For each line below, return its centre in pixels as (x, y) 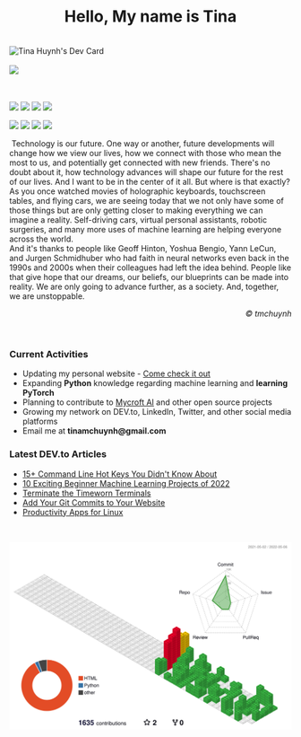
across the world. (42, 239)
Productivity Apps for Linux (73, 512)
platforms (40, 421)
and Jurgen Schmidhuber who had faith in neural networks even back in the (149, 258)
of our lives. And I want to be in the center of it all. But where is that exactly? (150, 181)
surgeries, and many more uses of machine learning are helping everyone (146, 229)
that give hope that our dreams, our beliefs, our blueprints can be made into (149, 276)
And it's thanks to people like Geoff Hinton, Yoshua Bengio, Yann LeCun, (143, 248)
